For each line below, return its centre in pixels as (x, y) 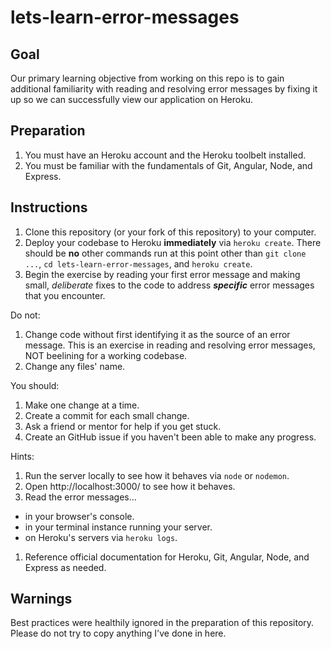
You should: (35, 385)
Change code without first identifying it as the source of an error (157, 334)
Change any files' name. (75, 366)
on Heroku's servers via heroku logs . (101, 537)
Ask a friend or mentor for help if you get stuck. (123, 426)
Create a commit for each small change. (107, 415)
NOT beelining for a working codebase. (106, 355)
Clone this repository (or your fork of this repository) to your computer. (170, 232)
